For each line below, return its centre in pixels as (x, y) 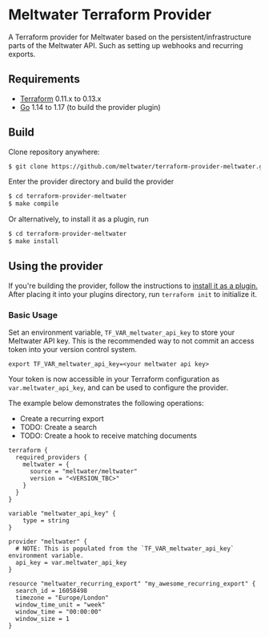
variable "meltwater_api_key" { (62, 514)
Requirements (44, 79)
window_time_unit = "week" (60, 605)
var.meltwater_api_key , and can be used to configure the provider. (118, 387)
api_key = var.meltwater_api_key (71, 563)
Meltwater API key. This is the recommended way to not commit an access (131, 341)
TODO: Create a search (58, 428)
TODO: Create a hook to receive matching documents (108, 436)
